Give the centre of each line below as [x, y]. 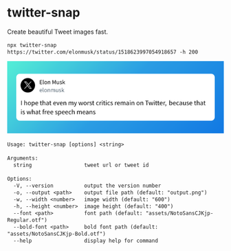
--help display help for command [86, 241]
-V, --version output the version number [87, 186]
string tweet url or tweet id [81, 165]
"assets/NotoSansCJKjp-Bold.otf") [57, 234]
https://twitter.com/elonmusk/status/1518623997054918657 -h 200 [102, 52]
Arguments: [23, 158]
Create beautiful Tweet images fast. [58, 32]
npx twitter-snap [32, 45]
